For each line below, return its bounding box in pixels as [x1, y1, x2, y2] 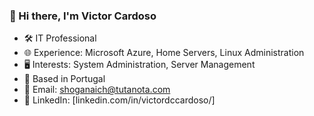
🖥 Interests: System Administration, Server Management [23, 59, 256, 71]
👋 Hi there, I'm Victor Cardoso [9, 9, 157, 23]
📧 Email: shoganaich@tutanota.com [23, 84, 171, 96]
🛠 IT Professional [23, 32, 97, 44]
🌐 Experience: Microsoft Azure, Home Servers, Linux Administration [23, 47, 305, 59]
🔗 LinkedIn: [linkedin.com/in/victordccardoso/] [23, 94, 216, 106]
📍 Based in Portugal [23, 73, 106, 85]
